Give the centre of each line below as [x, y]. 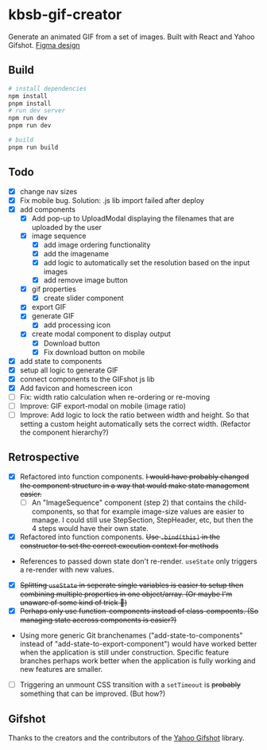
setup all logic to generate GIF [69, 370]
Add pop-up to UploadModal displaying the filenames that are [133, 218]
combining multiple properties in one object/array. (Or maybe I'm [126, 594]
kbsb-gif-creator [65, 15]
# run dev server [37, 111]
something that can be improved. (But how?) [93, 693]
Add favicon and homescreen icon [76, 388]
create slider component [84, 298]
